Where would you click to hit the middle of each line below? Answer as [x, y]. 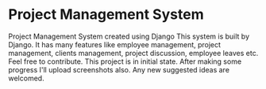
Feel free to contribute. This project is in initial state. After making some [125, 61]
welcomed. [27, 78]
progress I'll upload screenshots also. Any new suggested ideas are [119, 69]
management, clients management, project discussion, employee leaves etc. [133, 53]
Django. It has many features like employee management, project [114, 44]
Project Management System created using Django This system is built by [129, 36]
